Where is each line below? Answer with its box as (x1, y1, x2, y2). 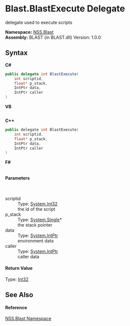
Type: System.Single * (17, 217, 62, 223)
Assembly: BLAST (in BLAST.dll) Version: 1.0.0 (5, 34, 101, 40)
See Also (5, 291, 33, 299)
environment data (17, 238, 54, 244)
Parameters (5, 175, 30, 181)
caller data (17, 254, 40, 260)
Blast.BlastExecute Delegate (5, 3, 126, 14)
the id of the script (17, 206, 56, 212)
